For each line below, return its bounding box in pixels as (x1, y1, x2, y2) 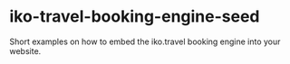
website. (9, 45, 42, 56)
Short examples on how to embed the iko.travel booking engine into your (9, 36, 281, 47)
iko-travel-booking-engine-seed (9, 6, 260, 27)
